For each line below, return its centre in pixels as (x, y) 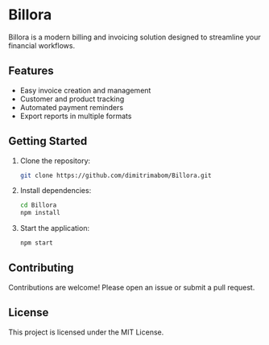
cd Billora (38, 205)
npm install (40, 213)
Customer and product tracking (72, 99)
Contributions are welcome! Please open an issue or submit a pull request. (132, 287)
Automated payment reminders (71, 107)
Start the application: (55, 228)
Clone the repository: (55, 160)
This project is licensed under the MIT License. (86, 332)
